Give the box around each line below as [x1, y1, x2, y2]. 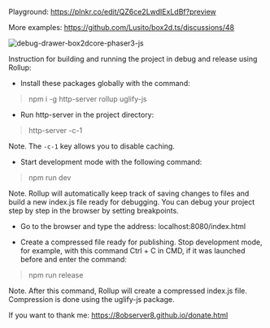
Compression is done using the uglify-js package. [8, 295, 175, 304]
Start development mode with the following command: [20, 158, 202, 166]
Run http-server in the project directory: [20, 110, 155, 119]
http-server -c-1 [28, 126, 83, 135]
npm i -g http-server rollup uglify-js [28, 94, 147, 104]
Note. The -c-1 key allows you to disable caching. [8, 141, 175, 151]
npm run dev [28, 173, 72, 182]
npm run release [28, 270, 84, 279]
